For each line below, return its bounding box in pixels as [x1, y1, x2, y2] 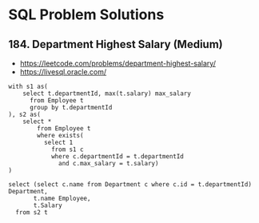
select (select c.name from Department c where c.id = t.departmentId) [8, 181, 252, 189]
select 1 [43, 138, 74, 146]
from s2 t [15, 209, 48, 217]
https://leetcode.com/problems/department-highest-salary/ [19, 58, 216, 68]
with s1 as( [8, 82, 48, 90]
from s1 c [50, 145, 84, 153]
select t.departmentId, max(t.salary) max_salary [22, 90, 192, 98]
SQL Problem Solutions [8, 6, 165, 24]
